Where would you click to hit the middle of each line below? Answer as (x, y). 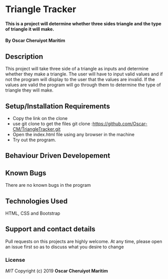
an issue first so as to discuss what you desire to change (65, 247)
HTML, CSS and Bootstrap (33, 213)
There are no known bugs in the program (48, 185)
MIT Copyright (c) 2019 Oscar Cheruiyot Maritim (57, 271)
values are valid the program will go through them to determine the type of (83, 85)
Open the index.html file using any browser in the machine (74, 134)
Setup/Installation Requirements (58, 106)
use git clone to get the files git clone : (53, 124)
